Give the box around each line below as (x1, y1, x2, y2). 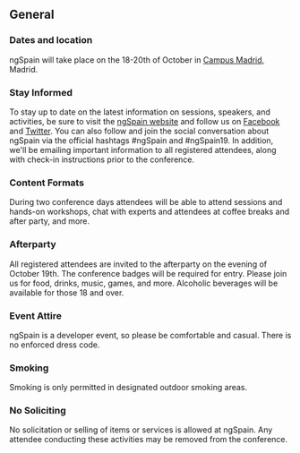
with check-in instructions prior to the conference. (9, 154, 195, 165)
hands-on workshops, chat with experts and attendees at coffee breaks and (9, 206, 290, 218)
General (9, 7, 56, 22)
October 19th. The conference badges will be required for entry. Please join (9, 268, 287, 278)
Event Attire (9, 309, 63, 321)
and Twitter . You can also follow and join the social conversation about (9, 125, 270, 136)
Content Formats (9, 176, 85, 189)
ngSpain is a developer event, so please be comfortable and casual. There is (9, 329, 292, 340)
